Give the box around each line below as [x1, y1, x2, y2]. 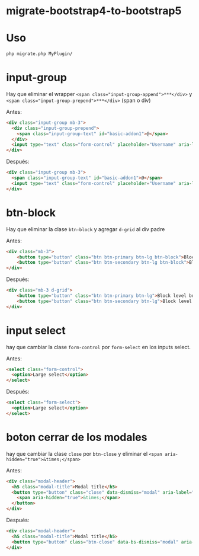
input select [6, 324, 66, 337]
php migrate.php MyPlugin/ [6, 51, 73, 57]
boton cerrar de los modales [6, 431, 147, 444]
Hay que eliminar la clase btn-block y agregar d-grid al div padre [6, 225, 165, 232]
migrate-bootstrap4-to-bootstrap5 [6, 4, 182, 18]
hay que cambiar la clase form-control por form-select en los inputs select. [6, 343, 191, 350]
